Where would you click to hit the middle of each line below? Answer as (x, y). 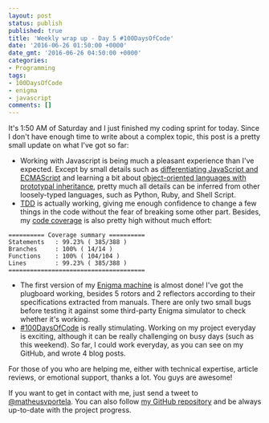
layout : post (30, 16)
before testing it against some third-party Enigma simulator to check (133, 311)
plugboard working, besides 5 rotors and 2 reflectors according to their (137, 294)
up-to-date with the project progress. (70, 410)
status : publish (35, 23)
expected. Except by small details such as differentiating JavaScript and (139, 169)
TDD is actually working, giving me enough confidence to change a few (138, 203)
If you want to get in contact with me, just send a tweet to (103, 393)
